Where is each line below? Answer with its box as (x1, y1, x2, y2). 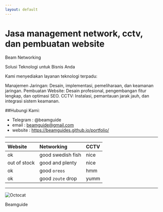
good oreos (39, 167, 65, 174)
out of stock (7, 159, 35, 166)
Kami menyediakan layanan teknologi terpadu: (5, 73, 98, 79)
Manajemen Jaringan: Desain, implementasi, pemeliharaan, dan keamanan (5, 82, 154, 88)
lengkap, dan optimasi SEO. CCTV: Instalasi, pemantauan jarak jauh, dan (5, 93, 149, 98)
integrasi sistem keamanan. (5, 98, 60, 104)
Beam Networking (5, 54, 41, 60)
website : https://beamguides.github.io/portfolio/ (12, 127, 109, 133)
